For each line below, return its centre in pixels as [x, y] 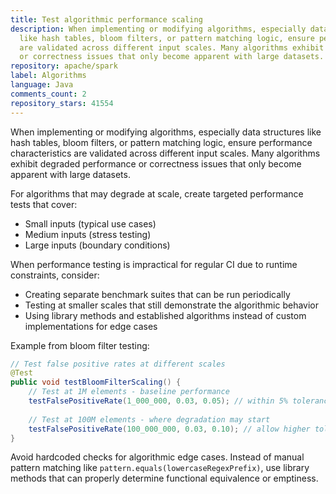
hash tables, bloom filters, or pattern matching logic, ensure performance [161, 142]
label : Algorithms [48, 76]
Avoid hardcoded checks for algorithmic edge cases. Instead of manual [157, 457]
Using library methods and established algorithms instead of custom [165, 315]
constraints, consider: [55, 275]
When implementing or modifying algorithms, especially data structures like [166, 132]
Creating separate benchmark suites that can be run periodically [157, 294]
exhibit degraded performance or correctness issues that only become [156, 163]
